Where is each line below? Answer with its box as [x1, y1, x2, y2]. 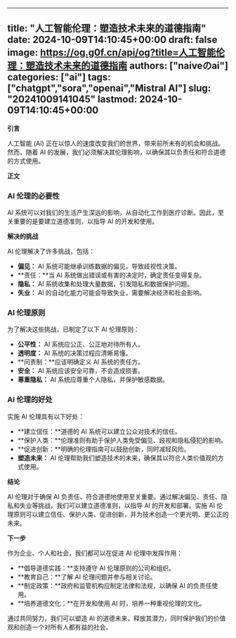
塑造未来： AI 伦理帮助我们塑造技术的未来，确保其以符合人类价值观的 [17, 453, 218, 462]
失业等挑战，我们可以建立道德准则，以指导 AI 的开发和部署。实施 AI [19, 501, 216, 510]
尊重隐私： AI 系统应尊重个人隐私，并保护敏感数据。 [17, 375, 169, 384]
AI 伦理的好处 [7, 395, 53, 405]
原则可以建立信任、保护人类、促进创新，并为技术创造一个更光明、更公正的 [13, 510, 229, 518]
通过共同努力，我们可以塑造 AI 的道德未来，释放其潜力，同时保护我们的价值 [7, 614, 226, 622]
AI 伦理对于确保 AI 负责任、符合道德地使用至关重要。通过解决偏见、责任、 [7, 492, 221, 501]
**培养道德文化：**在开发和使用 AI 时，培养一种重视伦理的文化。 [17, 599, 206, 607]
